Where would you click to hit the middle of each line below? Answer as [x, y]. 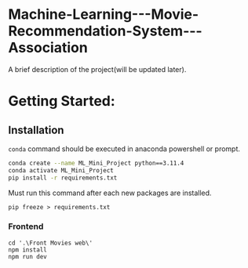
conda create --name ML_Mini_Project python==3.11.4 [96, 163]
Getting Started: [62, 101]
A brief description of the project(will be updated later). [97, 69]
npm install [27, 250]
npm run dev [27, 256]
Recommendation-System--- [105, 31]
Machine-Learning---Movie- [104, 14]
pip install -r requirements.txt [63, 178]
